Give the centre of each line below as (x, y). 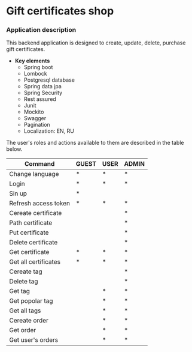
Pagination (37, 125)
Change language (34, 174)
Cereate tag (26, 272)
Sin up (18, 193)
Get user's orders (34, 340)
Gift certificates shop (60, 11)
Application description (41, 30)
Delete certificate (33, 243)
